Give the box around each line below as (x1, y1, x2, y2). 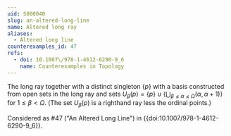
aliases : (7, 30, 33, 37)
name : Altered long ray (7, 23, 77, 30)
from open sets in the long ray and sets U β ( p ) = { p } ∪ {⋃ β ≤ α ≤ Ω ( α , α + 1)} (7, 89, 223, 99)
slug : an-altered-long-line (7, 17, 90, 24)
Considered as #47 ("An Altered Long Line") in (7, 114, 142, 123)
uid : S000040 (7, 10, 46, 18)
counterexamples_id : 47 (7, 43, 77, 50)
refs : (7, 50, 23, 57)
